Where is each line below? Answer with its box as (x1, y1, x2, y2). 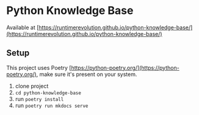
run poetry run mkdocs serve (15, 102, 89, 109)
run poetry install (15, 95, 64, 102)
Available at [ (6, 24, 39, 31)
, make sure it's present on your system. (36, 71, 137, 78)
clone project (15, 82, 49, 89)
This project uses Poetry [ (6, 64, 71, 71)
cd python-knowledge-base (15, 89, 81, 96)
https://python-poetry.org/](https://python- (71, 64, 180, 71)
